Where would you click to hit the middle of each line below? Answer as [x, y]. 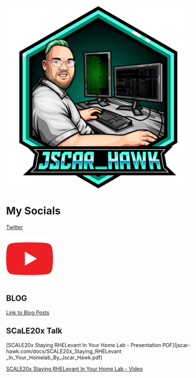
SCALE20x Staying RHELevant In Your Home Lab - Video [75, 369]
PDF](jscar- [176, 345]
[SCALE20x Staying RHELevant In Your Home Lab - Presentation [84, 345]
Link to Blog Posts [28, 313]
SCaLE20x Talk [34, 331]
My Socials [33, 211]
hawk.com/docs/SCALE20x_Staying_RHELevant [64, 351]
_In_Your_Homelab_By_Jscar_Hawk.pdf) [54, 357]
